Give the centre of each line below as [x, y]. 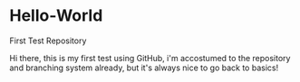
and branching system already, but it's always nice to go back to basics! [144, 68]
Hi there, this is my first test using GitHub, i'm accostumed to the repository [150, 58]
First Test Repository [48, 41]
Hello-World [56, 16]
